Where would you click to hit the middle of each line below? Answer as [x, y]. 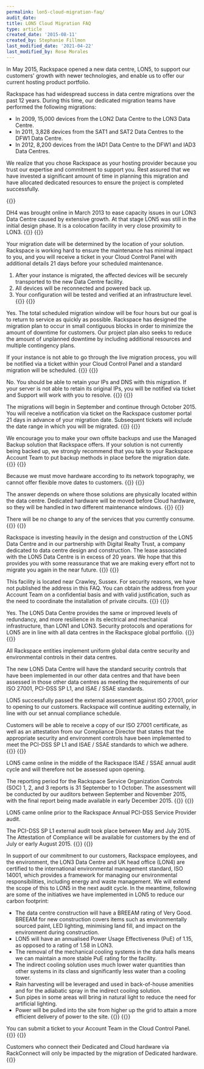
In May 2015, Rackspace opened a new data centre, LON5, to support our [98, 69]
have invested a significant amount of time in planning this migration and [97, 176]
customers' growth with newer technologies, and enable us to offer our [95, 75]
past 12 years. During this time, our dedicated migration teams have [91, 100]
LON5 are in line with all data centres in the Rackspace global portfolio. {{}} [100, 632]
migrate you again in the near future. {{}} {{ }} [63, 570]
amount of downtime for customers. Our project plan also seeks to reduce [99, 332]
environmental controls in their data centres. [62, 657]
